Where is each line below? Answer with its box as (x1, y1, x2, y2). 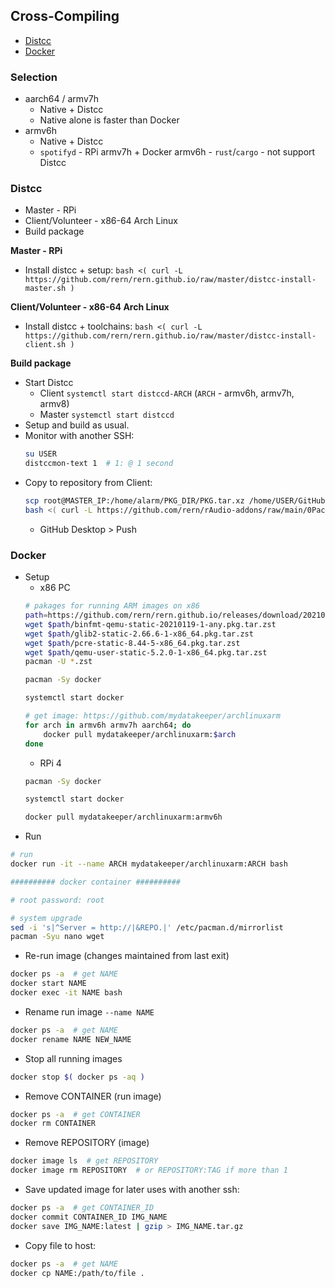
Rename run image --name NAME (24, 1005, 155, 1018)
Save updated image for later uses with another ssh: (24, 1184, 240, 1196)
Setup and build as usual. (24, 419, 130, 431)
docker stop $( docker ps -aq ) (10, 1072, 145, 1082)
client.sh (24, 340, 67, 350)
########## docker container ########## (10, 877, 182, 887)
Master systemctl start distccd (39, 409, 175, 421)
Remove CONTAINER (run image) (24, 1090, 162, 1102)
